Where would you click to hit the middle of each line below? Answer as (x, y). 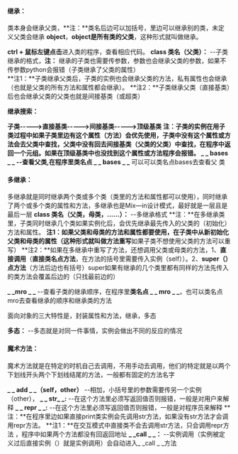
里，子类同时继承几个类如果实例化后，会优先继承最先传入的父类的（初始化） (119, 223)
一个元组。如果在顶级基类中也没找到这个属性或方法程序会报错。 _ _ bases (121, 153)
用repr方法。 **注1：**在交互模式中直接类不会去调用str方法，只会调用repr (115, 425)
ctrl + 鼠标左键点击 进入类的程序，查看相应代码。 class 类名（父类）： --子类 (118, 52)
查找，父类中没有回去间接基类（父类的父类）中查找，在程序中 (134, 144)
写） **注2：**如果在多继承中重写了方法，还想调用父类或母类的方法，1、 (114, 250)
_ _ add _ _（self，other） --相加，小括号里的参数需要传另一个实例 (104, 389)
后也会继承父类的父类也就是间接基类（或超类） (75, 97)
